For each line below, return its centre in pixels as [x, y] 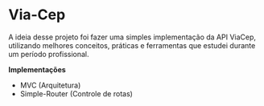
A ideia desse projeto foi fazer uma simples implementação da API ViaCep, [132, 37]
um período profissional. [49, 54]
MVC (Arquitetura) [50, 85]
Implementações [37, 69]
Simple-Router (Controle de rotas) [76, 93]
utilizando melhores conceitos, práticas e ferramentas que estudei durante [132, 45]
